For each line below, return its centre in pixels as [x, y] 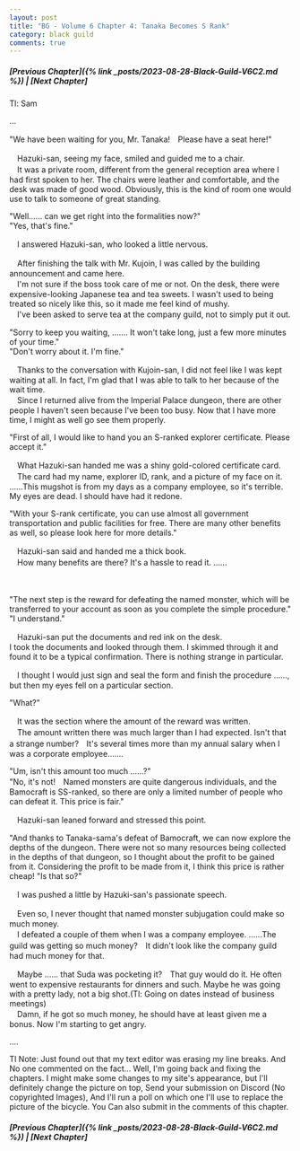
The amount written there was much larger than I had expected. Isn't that [151, 733]
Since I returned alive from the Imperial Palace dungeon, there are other [149, 400]
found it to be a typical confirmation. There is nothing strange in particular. [146, 657]
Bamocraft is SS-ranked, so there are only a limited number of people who [146, 792]
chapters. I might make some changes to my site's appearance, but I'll [139, 1078]
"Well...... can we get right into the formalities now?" [105, 216]
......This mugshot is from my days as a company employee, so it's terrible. [146, 487]
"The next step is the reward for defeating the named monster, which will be [150, 600]
